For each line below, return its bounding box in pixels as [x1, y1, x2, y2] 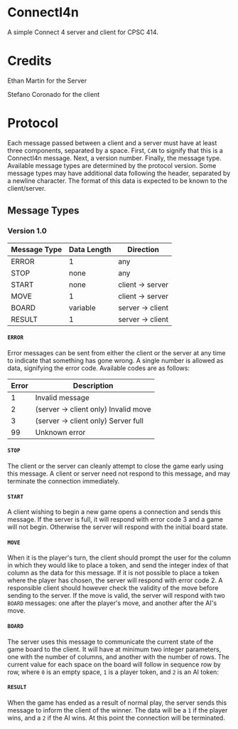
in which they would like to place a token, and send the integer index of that [7, 561, 229, 570]
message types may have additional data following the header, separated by [7, 169, 231, 177]
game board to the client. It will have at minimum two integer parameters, [7, 645, 222, 654]
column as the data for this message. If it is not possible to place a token [7, 569, 220, 577]
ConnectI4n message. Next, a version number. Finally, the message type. [7, 154, 222, 162]
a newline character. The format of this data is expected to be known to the [7, 176, 227, 185]
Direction [127, 244, 160, 254]
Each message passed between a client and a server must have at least [7, 138, 217, 147]
